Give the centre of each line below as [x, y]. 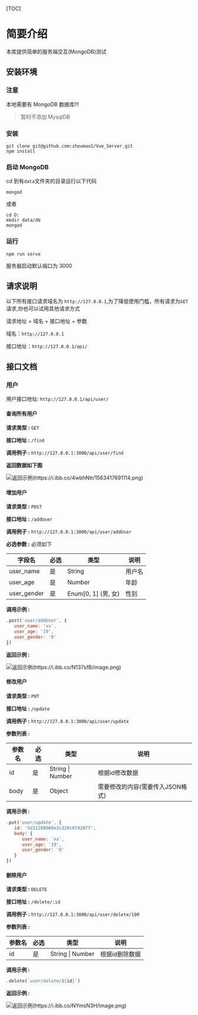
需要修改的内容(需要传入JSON [139, 787]
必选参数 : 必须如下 [29, 544]
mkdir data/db [24, 221]
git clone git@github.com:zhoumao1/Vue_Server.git [70, 146]
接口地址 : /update [28, 708]
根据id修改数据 [118, 773]
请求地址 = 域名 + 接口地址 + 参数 [47, 321]
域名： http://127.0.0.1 [35, 334]
